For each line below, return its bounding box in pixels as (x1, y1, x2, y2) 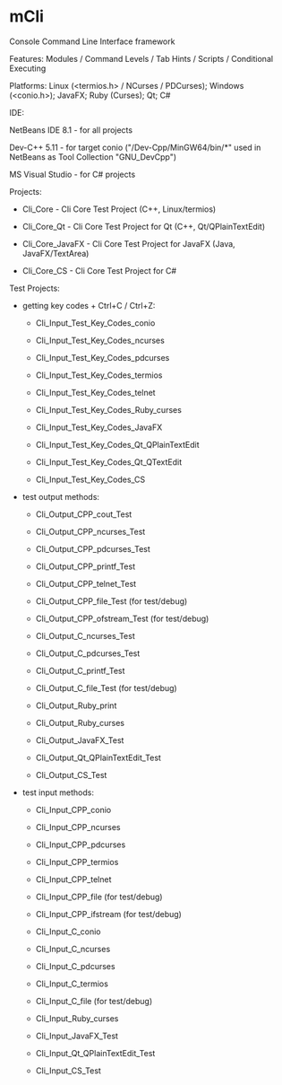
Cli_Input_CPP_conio (35, 804, 112, 815)
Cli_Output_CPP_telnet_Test (35, 578, 137, 589)
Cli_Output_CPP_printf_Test (35, 561, 136, 572)
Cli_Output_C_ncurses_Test (35, 630, 136, 641)
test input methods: (21, 787, 95, 798)
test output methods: (21, 491, 100, 502)
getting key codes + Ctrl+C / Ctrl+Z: (21, 300, 156, 311)
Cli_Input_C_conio (35, 926, 101, 937)
